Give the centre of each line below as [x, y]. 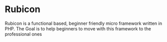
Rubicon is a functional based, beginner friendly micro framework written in [83, 23]
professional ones [24, 34]
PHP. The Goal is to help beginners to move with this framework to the [78, 28]
